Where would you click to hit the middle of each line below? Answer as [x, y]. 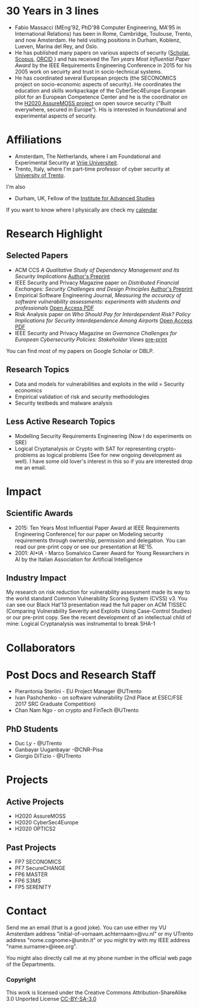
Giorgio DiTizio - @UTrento [48, 756]
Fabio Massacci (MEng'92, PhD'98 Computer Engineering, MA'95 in [98, 27]
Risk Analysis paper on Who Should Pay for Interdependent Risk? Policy [103, 314]
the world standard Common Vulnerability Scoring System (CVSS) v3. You [97, 598]
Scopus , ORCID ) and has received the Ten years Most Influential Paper [102, 59]
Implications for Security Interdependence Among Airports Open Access [104, 320]
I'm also [16, 187]
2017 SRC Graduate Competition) [55, 704]
